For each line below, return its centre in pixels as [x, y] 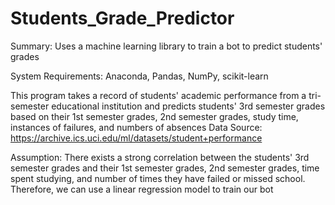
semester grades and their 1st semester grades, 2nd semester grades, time [165, 168]
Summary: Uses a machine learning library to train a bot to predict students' [166, 46]
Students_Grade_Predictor [122, 18]
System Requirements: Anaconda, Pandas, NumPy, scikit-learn [139, 76]
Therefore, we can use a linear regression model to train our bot [142, 189]
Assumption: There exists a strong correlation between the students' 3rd [160, 157]
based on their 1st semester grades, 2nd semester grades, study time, [154, 116]
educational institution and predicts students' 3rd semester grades [188, 106]
